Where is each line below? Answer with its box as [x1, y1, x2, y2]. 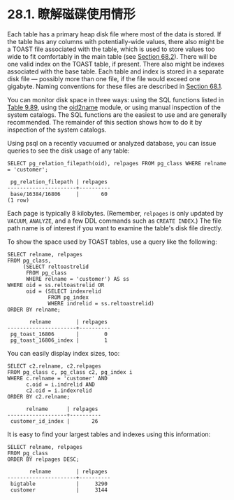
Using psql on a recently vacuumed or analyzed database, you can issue [7, 139, 217, 147]
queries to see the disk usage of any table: [7, 146, 130, 155]
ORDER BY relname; [7, 306, 61, 313]
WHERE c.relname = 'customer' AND [7, 375, 108, 382]
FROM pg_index [47, 293, 89, 301]
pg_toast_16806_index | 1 [10, 337, 108, 344]
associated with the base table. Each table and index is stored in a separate [7, 67, 224, 76]
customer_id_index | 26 [10, 417, 98, 424]
